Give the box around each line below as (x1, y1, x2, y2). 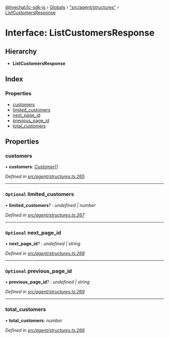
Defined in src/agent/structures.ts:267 (5, 212, 84, 218)
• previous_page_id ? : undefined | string (5, 279, 90, 285)
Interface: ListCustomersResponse (5, 27, 155, 39)
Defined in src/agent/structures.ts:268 (5, 250, 85, 256)
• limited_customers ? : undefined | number (5, 202, 96, 208)
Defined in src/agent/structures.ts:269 (5, 289, 85, 295)
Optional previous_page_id (5, 267, 72, 274)
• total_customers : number (5, 317, 63, 323)
